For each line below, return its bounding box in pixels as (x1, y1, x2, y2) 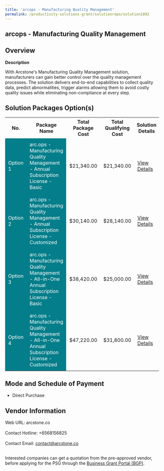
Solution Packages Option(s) (5, 104, 94, 112)
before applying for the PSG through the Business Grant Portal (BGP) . (5, 460, 145, 466)
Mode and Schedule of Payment (5, 380, 104, 388)
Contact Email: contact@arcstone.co (5, 441, 79, 447)
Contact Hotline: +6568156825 (5, 430, 67, 436)
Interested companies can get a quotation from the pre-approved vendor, (5, 455, 153, 461)
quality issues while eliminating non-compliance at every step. (5, 90, 130, 95)
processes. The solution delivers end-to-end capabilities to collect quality (5, 79, 154, 85)
